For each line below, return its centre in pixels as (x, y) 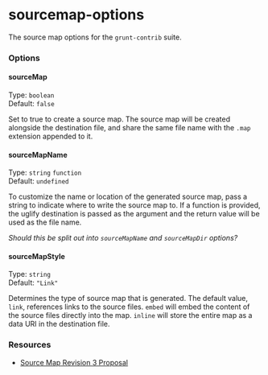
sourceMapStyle (37, 256)
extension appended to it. (51, 136)
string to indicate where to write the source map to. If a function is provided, (134, 205)
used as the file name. (45, 222)
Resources (30, 345)
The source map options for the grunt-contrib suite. (95, 37)
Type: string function (45, 173)
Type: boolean (31, 95)
